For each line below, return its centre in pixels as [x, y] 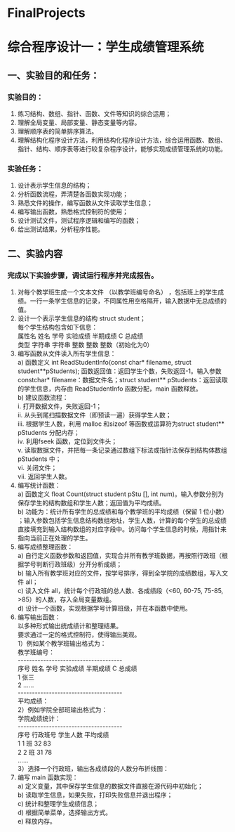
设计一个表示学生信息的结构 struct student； [81, 318]
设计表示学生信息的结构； [54, 186]
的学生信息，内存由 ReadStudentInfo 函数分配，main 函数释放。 [109, 389]
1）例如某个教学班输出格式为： [62, 644]
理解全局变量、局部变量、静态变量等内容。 [79, 123]
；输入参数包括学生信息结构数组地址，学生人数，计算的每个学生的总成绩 [122, 521]
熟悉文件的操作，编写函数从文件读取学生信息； [85, 203]
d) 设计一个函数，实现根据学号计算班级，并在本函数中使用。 [104, 609]
